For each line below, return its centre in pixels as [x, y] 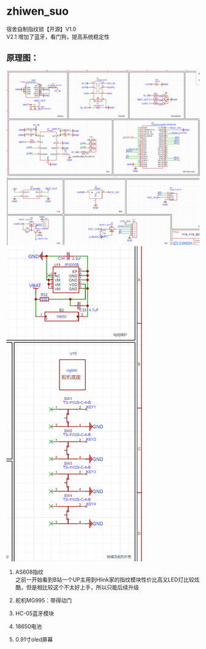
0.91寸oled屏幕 [34, 639]
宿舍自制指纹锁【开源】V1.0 [41, 29]
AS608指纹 [29, 572]
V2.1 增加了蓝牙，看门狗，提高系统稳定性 [58, 36]
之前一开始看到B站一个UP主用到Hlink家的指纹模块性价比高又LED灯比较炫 [107, 579]
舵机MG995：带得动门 [44, 600]
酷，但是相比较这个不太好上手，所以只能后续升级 [77, 587]
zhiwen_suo [38, 11]
